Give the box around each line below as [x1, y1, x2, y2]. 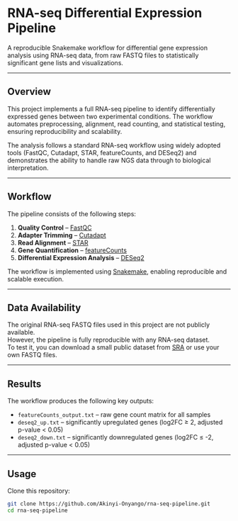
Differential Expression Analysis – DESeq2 [17, 253, 144, 262]
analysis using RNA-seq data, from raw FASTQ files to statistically [7, 51, 199, 60]
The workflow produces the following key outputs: [7, 397, 154, 405]
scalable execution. [7, 274, 64, 283]
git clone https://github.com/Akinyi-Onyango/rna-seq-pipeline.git [7, 500, 211, 508]
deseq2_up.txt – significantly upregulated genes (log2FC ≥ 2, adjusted [17, 418, 223, 427]
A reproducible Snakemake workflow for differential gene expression [7, 43, 208, 52]
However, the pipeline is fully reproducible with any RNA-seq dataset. [7, 335, 210, 344]
